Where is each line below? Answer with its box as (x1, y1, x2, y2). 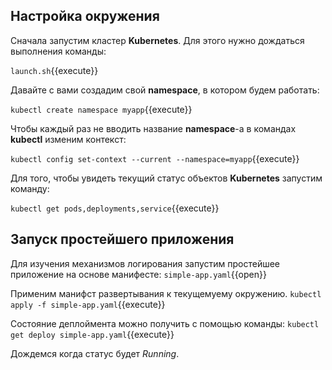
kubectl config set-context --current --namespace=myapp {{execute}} (10, 152, 300, 164)
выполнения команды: (10, 45, 107, 57)
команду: (10, 182, 50, 194)
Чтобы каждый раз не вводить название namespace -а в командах (10, 122, 297, 134)
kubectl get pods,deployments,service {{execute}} (10, 202, 220, 214)
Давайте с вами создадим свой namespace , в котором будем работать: (10, 84, 320, 96)
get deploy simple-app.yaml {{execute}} (10, 328, 175, 340)
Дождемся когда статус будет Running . (10, 347, 180, 359)
